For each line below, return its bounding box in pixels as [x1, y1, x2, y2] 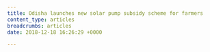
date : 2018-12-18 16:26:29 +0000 [7, 28, 103, 36]
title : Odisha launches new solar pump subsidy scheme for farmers [7, 9, 204, 17]
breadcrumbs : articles [7, 22, 72, 29]
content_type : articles [7, 16, 75, 23]
